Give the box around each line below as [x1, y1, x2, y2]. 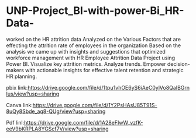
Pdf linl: [6, 119, 25, 126]
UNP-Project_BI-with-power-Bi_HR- [6, 4, 184, 17]
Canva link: [6, 101, 33, 108]
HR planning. [6, 73, 37, 80]
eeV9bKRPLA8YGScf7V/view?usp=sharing [6, 125, 109, 132]
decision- [167, 60, 190, 68]
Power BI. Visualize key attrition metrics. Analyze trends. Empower [6, 60, 166, 68]
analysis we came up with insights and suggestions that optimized [6, 48, 166, 55]
